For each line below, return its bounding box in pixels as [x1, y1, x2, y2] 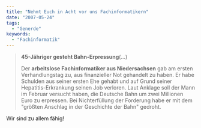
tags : [6, 20, 20, 26]
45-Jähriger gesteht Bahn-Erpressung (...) [20, 53, 128, 60]
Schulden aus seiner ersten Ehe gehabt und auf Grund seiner [20, 78, 172, 85]
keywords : [6, 31, 31, 37]
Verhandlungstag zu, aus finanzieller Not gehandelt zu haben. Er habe [20, 72, 195, 78]
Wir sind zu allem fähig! [6, 115, 65, 122]
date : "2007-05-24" [6, 14, 55, 20]
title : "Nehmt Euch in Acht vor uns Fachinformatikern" [6, 8, 149, 15]
